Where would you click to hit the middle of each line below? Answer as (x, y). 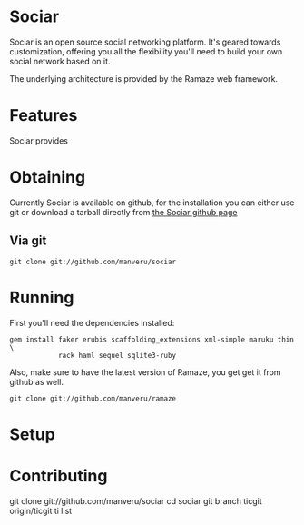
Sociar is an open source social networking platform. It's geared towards (145, 42)
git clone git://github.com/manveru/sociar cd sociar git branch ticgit (136, 500)
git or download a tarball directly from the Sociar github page (123, 212)
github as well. (36, 381)
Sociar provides (39, 140)
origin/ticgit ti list (41, 510)
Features (44, 116)
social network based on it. (60, 61)
